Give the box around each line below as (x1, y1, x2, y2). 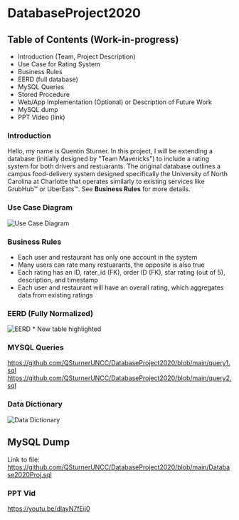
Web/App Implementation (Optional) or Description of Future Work (17, 98, 212, 106)
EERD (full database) (17, 75, 78, 83)
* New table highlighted (31, 325, 102, 333)
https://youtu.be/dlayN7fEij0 (7, 504, 90, 513)
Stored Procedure (17, 91, 70, 98)
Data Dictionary (7, 399, 63, 409)
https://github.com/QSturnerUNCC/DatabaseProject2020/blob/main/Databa (7, 462, 230, 471)
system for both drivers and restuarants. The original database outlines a (7, 162, 221, 170)
